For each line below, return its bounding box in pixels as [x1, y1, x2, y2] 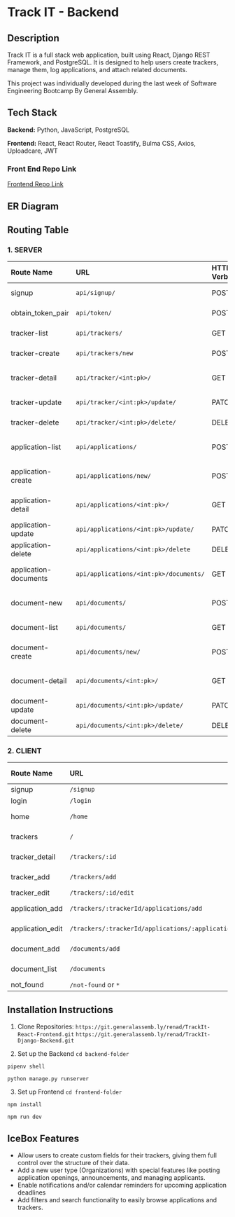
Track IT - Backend [7, 4, 120, 20]
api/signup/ [76, 289, 115, 297]
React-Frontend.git [17, 1031, 75, 1038]
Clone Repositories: [17, 1022, 75, 1031]
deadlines [17, 1188, 46, 1197]
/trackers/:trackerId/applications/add [69, 905, 203, 913]
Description [7, 32, 59, 44]
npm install [7, 1101, 42, 1108]
